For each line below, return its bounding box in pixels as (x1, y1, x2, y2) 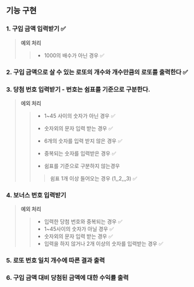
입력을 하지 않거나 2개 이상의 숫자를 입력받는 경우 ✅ (44, 240, 163, 248)
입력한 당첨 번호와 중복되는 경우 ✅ (44, 218, 123, 225)
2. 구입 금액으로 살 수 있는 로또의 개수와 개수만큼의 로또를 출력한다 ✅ (6, 68, 189, 76)
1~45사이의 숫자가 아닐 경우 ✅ (44, 226, 114, 233)
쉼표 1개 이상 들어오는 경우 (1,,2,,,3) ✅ (50, 174, 137, 182)
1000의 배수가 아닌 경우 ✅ (44, 52, 105, 59)
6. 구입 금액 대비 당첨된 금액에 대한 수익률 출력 (6, 273, 129, 282)
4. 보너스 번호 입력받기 (6, 191, 67, 199)
